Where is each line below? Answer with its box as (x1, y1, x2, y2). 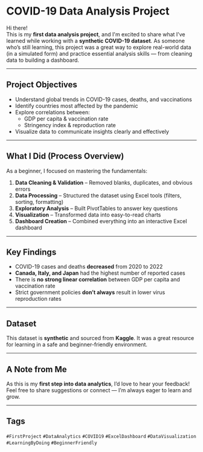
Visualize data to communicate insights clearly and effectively (14, 128, 169, 135)
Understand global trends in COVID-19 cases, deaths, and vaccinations (14, 96, 192, 103)
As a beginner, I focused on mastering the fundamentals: (6, 167, 148, 174)
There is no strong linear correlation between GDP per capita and (14, 276, 180, 283)
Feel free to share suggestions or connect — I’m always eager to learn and (6, 387, 192, 394)
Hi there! (6, 24, 28, 31)
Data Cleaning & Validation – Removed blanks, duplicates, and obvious (14, 179, 193, 186)
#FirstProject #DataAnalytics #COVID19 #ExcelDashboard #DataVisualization (6, 433, 196, 439)
